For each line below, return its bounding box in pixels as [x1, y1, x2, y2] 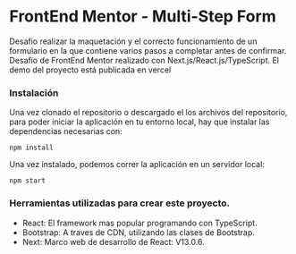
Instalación [9, 87, 59, 99]
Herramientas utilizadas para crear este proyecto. [9, 197, 231, 209]
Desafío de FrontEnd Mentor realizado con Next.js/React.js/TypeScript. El [9, 55, 280, 65]
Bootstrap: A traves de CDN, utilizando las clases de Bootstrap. [21, 226, 255, 238]
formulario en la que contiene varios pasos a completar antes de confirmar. [9, 45, 287, 55]
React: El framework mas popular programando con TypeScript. [21, 217, 258, 228]
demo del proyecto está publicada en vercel [9, 64, 172, 75]
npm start [9, 176, 47, 185]
